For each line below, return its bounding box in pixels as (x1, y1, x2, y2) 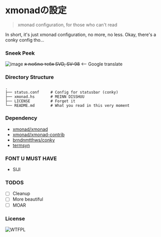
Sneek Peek (5, 49, 35, 56)
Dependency (5, 114, 38, 122)
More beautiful (12, 196, 43, 203)
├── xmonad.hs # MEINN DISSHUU (5, 94, 85, 99)
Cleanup (12, 190, 30, 196)
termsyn (12, 142, 30, 148)
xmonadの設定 (5, 5, 67, 16)
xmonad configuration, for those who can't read (17, 21, 118, 28)
